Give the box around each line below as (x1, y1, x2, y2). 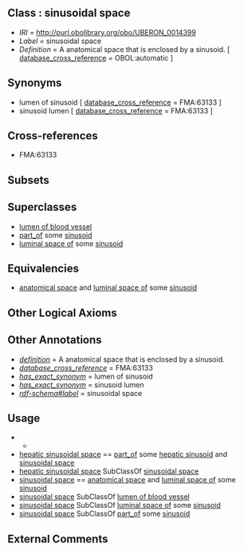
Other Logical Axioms (7, 306, 117, 319)
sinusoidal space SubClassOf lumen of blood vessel (18, 492, 191, 501)
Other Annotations (7, 333, 102, 347)
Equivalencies (7, 262, 79, 275)
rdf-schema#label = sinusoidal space (18, 388, 143, 398)
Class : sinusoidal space (7, 6, 131, 20)
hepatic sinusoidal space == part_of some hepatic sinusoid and (18, 450, 228, 459)
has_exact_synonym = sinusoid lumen (18, 379, 144, 390)
